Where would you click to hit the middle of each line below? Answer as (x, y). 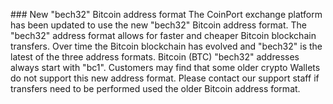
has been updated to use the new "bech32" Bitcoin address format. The (158, 25)
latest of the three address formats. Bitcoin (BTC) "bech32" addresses (155, 57)
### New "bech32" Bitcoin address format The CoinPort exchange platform (166, 14)
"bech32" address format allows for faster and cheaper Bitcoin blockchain (163, 35)
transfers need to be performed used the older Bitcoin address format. (155, 88)
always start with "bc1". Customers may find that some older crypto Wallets (165, 67)
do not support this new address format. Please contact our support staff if (165, 78)
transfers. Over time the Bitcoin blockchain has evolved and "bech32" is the (166, 46)
